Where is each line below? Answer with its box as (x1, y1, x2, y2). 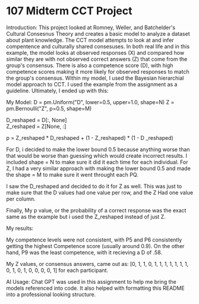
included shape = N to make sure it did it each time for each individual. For (6, 158, 188, 165)
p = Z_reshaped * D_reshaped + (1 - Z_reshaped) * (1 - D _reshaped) (6, 134, 173, 141)
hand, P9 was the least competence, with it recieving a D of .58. (6, 249, 162, 256)
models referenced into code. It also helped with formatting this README (6, 284, 185, 292)
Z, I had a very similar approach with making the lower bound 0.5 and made (6, 165, 191, 172)
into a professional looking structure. (6, 290, 96, 298)
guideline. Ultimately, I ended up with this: (6, 87, 109, 94)
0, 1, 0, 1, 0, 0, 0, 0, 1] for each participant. (6, 267, 109, 274)
